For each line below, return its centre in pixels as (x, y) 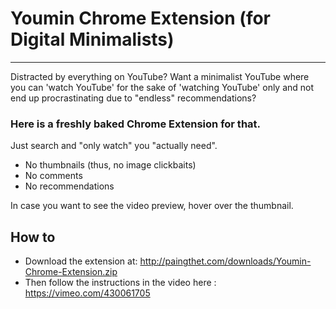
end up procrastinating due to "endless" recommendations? (133, 98)
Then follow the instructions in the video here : (120, 283)
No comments (53, 176)
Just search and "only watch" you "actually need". (114, 146)
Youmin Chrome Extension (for (141, 18)
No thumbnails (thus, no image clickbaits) (110, 165)
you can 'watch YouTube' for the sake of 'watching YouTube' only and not (162, 87)
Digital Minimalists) (92, 39)
